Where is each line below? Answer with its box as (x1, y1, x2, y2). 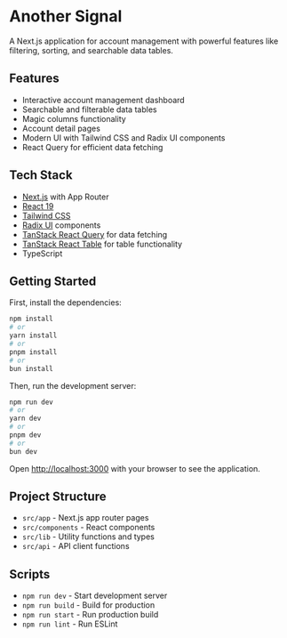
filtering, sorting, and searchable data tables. (9, 44, 173, 55)
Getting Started (9, 273, 97, 288)
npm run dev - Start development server (21, 590, 168, 602)
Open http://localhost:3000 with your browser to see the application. (9, 463, 260, 473)
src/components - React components (21, 522, 155, 533)
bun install (9, 364, 53, 373)
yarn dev (9, 414, 42, 424)
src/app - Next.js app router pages (21, 513, 149, 523)
